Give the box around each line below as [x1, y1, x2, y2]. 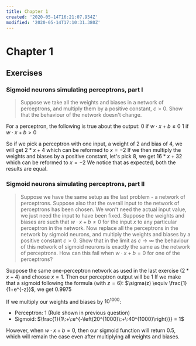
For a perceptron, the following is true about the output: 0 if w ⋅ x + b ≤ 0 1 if [6, 123, 189, 130]
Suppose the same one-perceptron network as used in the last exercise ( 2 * [6, 267, 189, 274]
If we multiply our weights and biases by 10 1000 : [6, 297, 122, 305]
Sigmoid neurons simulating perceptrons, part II [6, 180, 145, 188]
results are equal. [6, 165, 48, 172]
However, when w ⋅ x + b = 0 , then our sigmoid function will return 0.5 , [6, 327, 176, 334]
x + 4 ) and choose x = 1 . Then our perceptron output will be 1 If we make [6, 273, 181, 280]
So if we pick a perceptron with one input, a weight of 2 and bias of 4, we [6, 140, 183, 147]
